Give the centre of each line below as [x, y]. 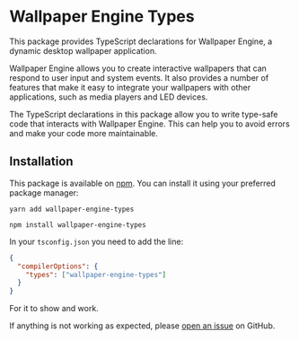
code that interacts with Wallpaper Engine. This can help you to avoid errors [149, 124]
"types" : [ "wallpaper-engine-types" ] [96, 275]
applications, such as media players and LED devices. [109, 97]
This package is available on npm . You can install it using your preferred [142, 183]
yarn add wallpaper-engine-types [72, 209]
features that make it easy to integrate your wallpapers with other [130, 87]
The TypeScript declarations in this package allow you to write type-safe [144, 114]
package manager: [44, 192]
